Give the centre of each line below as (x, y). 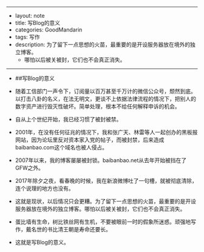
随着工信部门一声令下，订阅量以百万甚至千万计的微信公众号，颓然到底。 (105, 91)
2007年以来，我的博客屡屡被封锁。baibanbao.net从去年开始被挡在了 (101, 160)
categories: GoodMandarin (49, 30)
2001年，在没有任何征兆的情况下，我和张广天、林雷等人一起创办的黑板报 (106, 132)
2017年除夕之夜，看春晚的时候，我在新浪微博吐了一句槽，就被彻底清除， (106, 181)
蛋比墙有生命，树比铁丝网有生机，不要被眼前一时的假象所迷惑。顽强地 (103, 222)
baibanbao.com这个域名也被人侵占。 (61, 147)
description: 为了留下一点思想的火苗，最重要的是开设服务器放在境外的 (102, 44)
